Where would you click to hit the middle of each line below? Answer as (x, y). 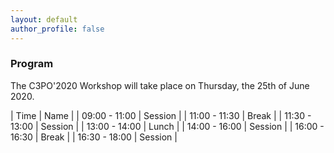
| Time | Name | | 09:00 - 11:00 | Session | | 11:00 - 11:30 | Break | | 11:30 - (161, 115)
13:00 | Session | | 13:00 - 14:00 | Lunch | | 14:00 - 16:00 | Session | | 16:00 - (167, 126)
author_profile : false (57, 29)
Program (32, 64)
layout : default (44, 19)
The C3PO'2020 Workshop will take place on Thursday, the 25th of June (160, 85)
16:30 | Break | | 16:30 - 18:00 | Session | (94, 137)
